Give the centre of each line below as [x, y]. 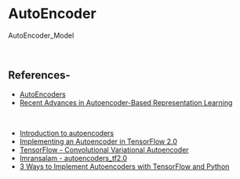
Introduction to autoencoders [67, 133]
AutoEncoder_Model [41, 35]
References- [39, 75]
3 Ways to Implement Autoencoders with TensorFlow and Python [124, 166]
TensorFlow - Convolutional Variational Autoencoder [104, 149]
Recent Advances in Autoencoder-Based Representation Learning [126, 102]
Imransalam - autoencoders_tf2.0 [73, 158]
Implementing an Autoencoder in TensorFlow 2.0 [98, 141]
